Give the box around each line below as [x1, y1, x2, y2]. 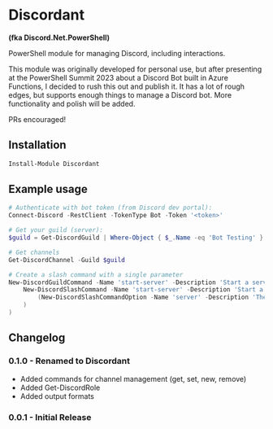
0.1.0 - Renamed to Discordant [8, 356, 130, 367]
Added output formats [19, 391, 95, 401]
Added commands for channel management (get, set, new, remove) [19, 374, 247, 383]
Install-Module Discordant [8, 160, 100, 168]
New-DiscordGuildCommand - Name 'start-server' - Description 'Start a [8, 278, 249, 287]
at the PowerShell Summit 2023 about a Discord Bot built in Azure [8, 72, 229, 82]
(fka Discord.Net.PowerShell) [8, 33, 110, 42]
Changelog [8, 331, 66, 345]
